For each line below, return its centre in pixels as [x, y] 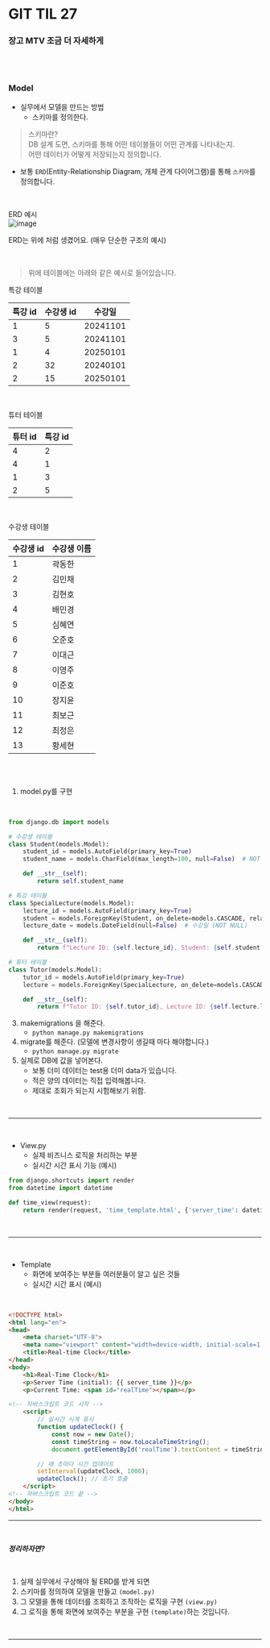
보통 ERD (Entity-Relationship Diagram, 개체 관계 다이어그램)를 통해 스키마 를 [138, 171]
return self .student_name [81, 881]
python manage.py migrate [75, 1052]
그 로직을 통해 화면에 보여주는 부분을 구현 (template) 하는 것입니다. [125, 1611]
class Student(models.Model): [59, 844]
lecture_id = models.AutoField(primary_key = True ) [108, 911]
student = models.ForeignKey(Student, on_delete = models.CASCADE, [135, 918]
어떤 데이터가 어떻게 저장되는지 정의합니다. [95, 154]
